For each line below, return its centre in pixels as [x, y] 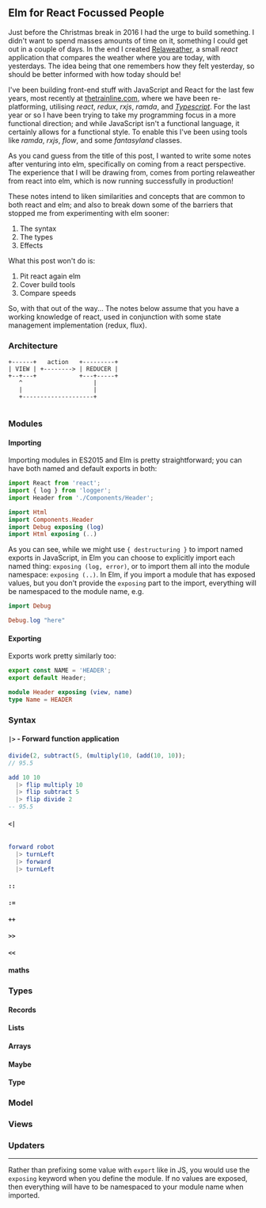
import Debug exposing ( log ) [56, 527]
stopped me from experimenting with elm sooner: [89, 213]
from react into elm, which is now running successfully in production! [121, 181]
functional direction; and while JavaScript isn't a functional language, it [124, 123]
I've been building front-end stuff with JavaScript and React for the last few [131, 90]
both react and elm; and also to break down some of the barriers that [121, 205]
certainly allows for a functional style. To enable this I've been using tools [128, 132]
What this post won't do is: [52, 260]
